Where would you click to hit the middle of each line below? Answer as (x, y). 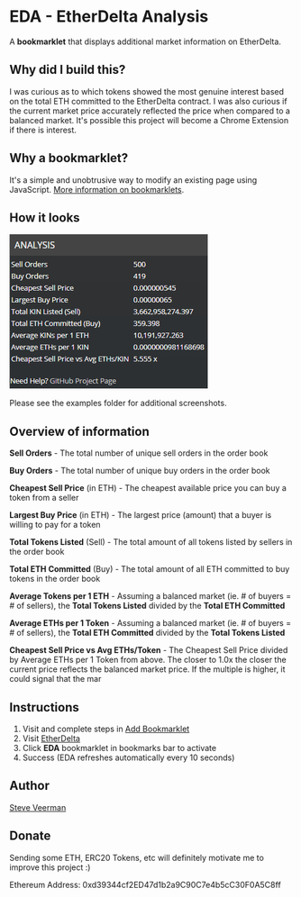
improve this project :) (50, 867)
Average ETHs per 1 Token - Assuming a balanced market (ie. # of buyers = (150, 623)
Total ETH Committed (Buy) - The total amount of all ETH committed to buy (150, 569)
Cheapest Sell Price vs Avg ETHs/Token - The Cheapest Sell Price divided (149, 650)
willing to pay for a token (55, 525)
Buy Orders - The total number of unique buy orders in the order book (140, 471)
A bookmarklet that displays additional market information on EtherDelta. (146, 41)
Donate (30, 836)
